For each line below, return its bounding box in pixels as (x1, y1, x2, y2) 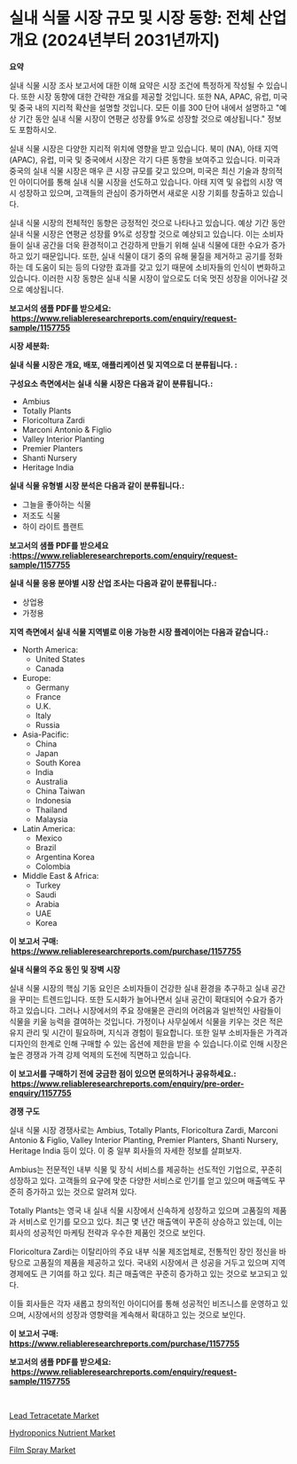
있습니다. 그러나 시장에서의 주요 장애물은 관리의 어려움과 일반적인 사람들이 (25, 1005, 282, 1015)
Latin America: (21, 823, 75, 834)
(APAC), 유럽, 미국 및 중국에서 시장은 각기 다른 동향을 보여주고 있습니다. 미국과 (9, 154, 281, 165)
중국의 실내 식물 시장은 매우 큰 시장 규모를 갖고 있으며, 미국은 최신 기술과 (9, 165, 260, 176)
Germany (35, 682, 69, 693)
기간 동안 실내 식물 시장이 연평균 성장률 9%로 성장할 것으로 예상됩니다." (18, 113, 266, 124)
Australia (35, 776, 68, 787)
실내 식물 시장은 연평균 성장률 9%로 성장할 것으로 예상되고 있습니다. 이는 (9, 228, 261, 239)
